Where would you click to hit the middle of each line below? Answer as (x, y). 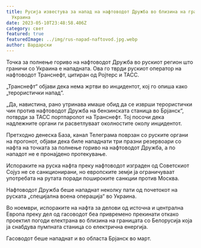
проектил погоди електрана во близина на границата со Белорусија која (99, 220)
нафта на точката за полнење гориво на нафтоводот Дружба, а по (91, 148)
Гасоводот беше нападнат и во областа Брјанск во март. (79, 238)
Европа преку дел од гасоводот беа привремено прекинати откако (92, 214)
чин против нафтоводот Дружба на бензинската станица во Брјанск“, (95, 111)
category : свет (25, 28)
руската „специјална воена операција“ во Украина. (71, 196)
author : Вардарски (29, 45)
